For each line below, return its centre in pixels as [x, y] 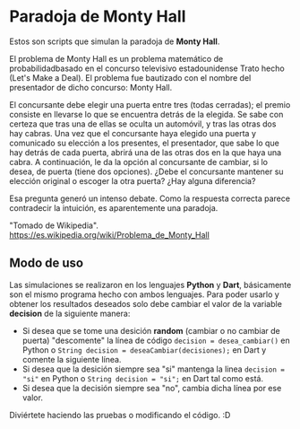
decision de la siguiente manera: [70, 313]
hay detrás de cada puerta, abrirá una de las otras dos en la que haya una [146, 152]
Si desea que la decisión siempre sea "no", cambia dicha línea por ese [152, 388]
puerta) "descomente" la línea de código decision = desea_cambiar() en [156, 340]
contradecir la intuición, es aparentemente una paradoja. [114, 207]
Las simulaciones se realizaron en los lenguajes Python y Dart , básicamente [150, 285]
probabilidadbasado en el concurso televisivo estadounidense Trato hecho [147, 68]
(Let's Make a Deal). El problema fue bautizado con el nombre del [130, 77]
